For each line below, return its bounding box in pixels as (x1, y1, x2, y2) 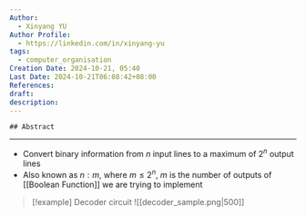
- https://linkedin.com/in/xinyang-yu (17, 38, 166, 48)
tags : (9, 47, 30, 56)
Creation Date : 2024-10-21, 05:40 (9, 64, 141, 74)
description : (9, 97, 59, 107)
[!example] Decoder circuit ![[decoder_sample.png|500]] (31, 196, 245, 207)
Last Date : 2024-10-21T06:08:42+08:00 (9, 73, 157, 82)
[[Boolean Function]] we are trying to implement (22, 179, 203, 190)
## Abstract (9, 123, 55, 132)
